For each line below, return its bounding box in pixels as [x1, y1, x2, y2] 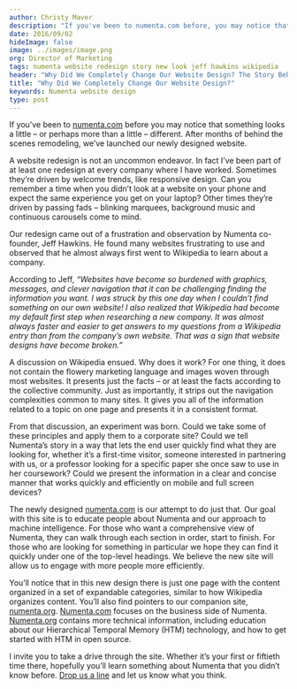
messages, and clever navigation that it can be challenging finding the [9, 284, 267, 295]
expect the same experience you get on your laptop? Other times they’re [9, 193, 273, 203]
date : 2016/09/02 [9, 29, 73, 38]
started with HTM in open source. [9, 634, 132, 645]
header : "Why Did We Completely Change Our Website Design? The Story [9, 71, 275, 80]
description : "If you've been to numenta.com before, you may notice [9, 21, 271, 30]
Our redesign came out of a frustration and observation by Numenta [9, 229, 257, 240]
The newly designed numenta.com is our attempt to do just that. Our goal [9, 504, 276, 515]
